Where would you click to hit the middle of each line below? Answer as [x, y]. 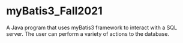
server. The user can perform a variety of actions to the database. [88, 33]
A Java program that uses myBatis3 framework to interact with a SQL [92, 27]
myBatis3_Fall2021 [55, 11]
